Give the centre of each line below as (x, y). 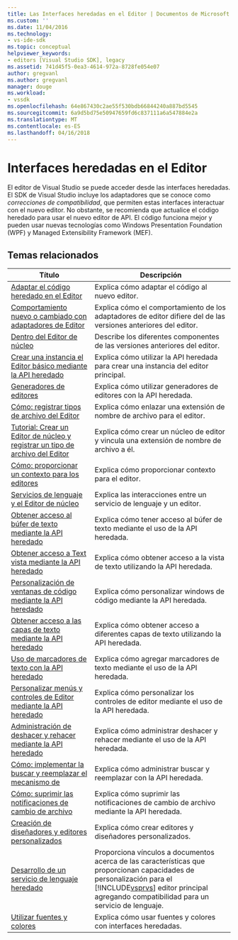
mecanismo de (35, 782)
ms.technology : (30, 34)
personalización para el (133, 879)
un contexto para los (45, 474)
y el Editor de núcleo (45, 503)
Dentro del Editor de (44, 337)
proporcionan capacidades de (144, 870)
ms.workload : (27, 93)
